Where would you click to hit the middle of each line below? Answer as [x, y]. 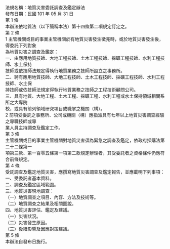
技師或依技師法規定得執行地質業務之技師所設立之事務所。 [65, 71]
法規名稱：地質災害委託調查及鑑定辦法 [45, 7]
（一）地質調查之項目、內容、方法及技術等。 [52, 197]
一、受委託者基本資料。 [30, 178]
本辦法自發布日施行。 [27, 241]
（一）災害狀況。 [23, 216]
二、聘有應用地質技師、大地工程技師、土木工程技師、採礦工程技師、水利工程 [85, 77]
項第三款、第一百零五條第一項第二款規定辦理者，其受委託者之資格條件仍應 [83, 153]
